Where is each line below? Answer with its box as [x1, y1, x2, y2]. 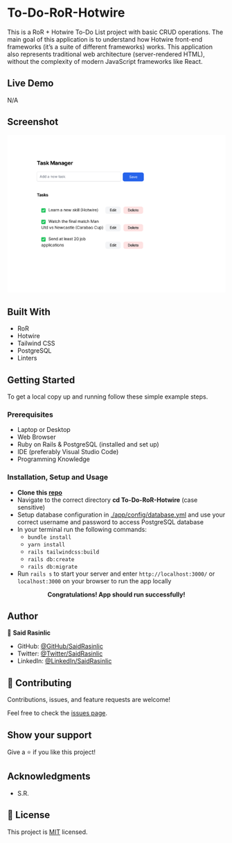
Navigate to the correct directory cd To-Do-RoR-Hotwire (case [17, 495, 198, 504]
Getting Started [7, 374, 75, 386]
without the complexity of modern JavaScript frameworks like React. [7, 57, 203, 65]
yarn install [27, 541, 66, 548]
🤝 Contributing [7, 677, 72, 689]
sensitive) [17, 503, 46, 511]
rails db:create [27, 556, 75, 563]
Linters [17, 354, 37, 362]
